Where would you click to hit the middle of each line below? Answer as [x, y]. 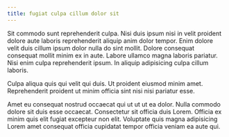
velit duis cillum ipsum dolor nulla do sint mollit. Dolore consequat [101, 48]
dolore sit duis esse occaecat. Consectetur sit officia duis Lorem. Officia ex [114, 111]
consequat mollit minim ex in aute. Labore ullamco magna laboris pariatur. [113, 55]
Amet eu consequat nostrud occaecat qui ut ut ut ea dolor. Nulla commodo [114, 104]
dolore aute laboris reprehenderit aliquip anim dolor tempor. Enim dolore [110, 40]
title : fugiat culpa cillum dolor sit [63, 13]
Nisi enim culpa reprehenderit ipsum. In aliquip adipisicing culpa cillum [108, 62]
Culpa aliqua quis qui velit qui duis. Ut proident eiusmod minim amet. [105, 83]
